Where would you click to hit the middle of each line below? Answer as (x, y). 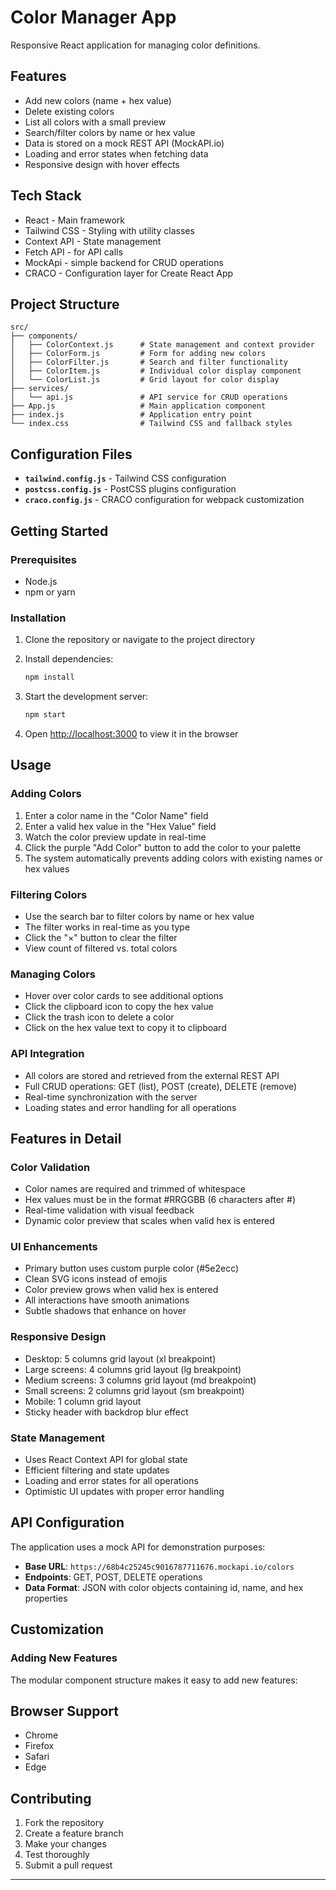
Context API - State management (93, 241)
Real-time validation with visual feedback (109, 1210)
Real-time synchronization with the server (111, 1097)
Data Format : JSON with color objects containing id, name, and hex (164, 1587)
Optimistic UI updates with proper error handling (124, 1492)
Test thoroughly (57, 1855)
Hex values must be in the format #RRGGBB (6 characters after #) (160, 1200)
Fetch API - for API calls (73, 252)
